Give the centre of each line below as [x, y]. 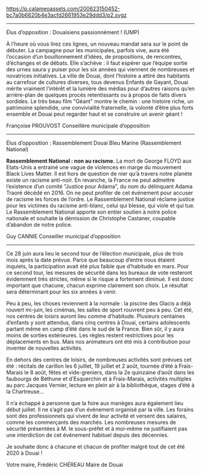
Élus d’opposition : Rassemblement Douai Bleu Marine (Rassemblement [94, 143]
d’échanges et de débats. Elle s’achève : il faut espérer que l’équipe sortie [97, 63]
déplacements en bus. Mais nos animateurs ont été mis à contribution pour [98, 342]
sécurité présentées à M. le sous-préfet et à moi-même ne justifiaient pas [97, 429]
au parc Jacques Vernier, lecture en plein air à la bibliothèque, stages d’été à [100, 385]
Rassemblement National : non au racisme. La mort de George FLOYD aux [99, 161]
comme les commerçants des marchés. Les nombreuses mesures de [91, 422]
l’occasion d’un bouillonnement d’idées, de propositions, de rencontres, [94, 57]
